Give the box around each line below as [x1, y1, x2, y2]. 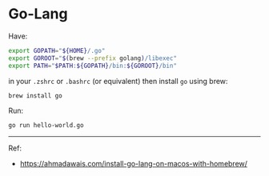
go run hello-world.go [8, 122, 84, 130]
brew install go [8, 91, 62, 100]
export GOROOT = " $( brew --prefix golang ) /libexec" [8, 54, 178, 62]
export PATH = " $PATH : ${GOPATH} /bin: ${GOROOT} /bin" [8, 62, 178, 70]
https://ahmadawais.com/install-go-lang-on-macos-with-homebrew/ [19, 159, 248, 169]
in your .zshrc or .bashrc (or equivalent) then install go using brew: [8, 76, 228, 86]
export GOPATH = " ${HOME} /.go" [8, 46, 106, 54]
